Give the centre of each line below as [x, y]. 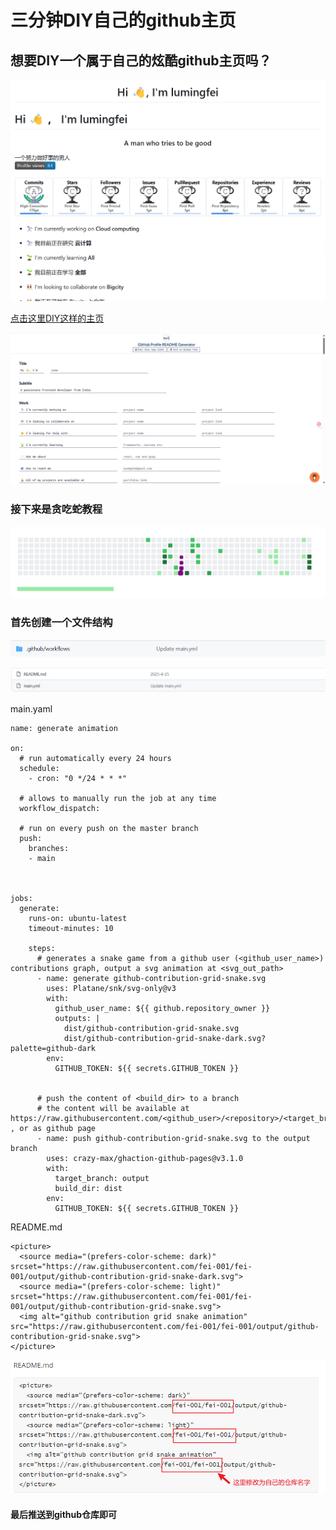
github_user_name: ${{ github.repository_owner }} [162, 1008]
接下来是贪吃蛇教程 [56, 509]
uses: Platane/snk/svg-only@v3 [111, 988]
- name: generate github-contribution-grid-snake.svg [151, 978]
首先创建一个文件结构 [61, 623]
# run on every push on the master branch [109, 828]
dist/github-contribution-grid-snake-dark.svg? [165, 1038]
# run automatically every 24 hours [95, 758]
